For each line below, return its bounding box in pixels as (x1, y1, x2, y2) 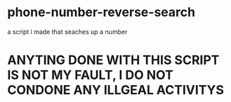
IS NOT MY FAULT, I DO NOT (7, 68, 173, 83)
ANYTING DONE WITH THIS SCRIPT (7, 52, 220, 68)
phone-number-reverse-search (7, 4, 195, 20)
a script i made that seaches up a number (7, 27, 128, 36)
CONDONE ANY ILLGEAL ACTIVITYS (7, 82, 225, 98)
